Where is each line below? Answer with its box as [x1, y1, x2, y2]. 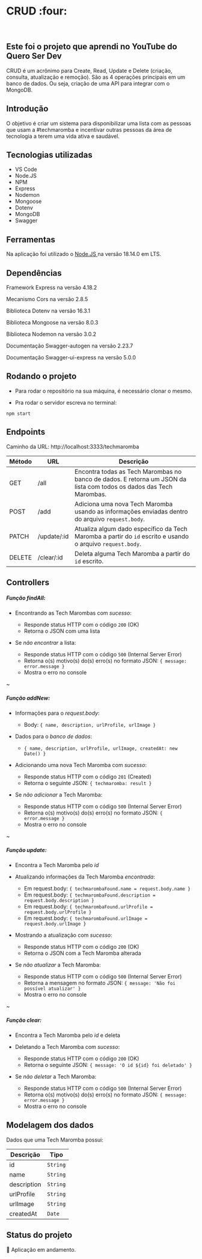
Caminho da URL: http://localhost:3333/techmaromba [6, 443, 139, 450]
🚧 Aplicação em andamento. [6, 1246, 76, 1253]
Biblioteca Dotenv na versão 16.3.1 [6, 307, 90, 314]
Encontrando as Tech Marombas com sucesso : [14, 609, 132, 617]
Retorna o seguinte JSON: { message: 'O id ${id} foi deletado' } [23, 1061, 192, 1068]
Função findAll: [6, 594, 46, 602]
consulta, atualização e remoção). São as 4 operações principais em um [6, 73, 185, 81]
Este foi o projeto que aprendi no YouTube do [6, 42, 177, 52]
